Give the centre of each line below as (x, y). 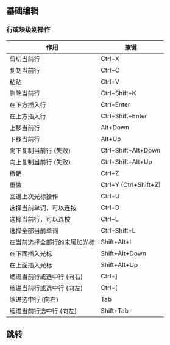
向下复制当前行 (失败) (40, 150)
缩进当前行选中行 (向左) (43, 311)
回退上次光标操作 (34, 196)
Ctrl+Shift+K (119, 93)
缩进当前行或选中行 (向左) (46, 288)
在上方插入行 (28, 116)
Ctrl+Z (110, 173)
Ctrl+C (110, 70)
